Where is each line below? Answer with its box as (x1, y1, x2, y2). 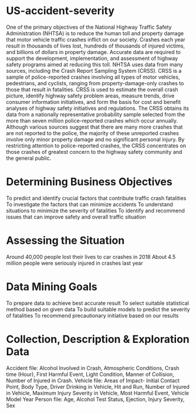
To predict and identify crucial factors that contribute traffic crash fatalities (6, 194, 187, 201)
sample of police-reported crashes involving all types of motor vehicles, (6, 73, 180, 80)
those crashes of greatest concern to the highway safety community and (6, 148, 183, 155)
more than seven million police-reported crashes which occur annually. (6, 117, 178, 124)
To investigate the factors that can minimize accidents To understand (6, 201, 173, 208)
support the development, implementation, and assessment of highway (6, 55, 178, 62)
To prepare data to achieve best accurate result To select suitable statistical (6, 299, 190, 307)
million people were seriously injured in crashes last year (6, 260, 143, 267)
